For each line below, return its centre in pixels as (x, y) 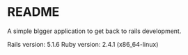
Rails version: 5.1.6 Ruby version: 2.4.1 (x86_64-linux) (83, 44)
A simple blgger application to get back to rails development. (94, 31)
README (33, 12)
